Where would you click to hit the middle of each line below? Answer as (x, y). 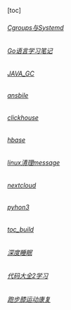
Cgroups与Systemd (36, 27)
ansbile (18, 95)
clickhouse (23, 118)
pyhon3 (18, 207)
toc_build (20, 229)
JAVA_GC (21, 73)
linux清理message (34, 162)
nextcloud (22, 185)
